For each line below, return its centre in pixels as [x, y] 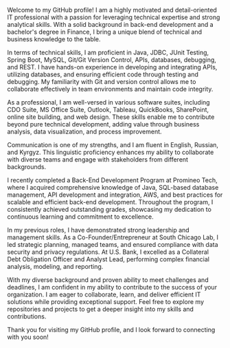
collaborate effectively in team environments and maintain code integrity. [110, 89]
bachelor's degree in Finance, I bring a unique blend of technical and [105, 32]
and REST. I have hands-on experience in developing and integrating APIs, [112, 67]
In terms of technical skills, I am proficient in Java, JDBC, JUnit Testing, [108, 52]
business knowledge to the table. [54, 39]
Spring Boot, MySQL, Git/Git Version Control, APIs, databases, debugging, [112, 60]
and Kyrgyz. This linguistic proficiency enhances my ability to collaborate [111, 152]
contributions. [27, 316]
